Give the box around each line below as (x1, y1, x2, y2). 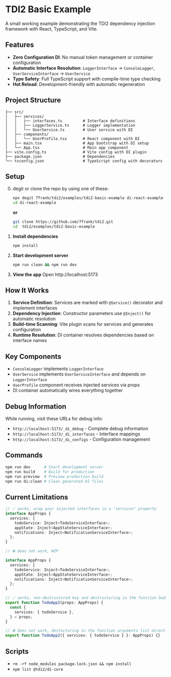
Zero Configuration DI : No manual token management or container (12, 54, 154, 60)
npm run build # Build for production (5, 469, 95, 474)
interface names (12, 337, 47, 344)
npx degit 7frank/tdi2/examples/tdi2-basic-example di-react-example (12, 195, 164, 201)
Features (5, 41, 34, 49)
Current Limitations (5, 493, 69, 501)
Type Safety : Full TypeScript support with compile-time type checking (12, 75, 161, 82)
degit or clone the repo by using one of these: (12, 186, 109, 192)
